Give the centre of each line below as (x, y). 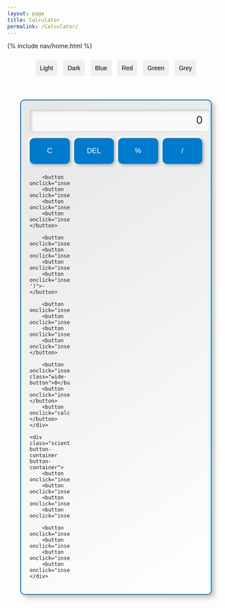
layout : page (26, 13)
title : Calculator (33, 20)
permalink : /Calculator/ (43, 26)
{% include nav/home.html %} (50, 46)
